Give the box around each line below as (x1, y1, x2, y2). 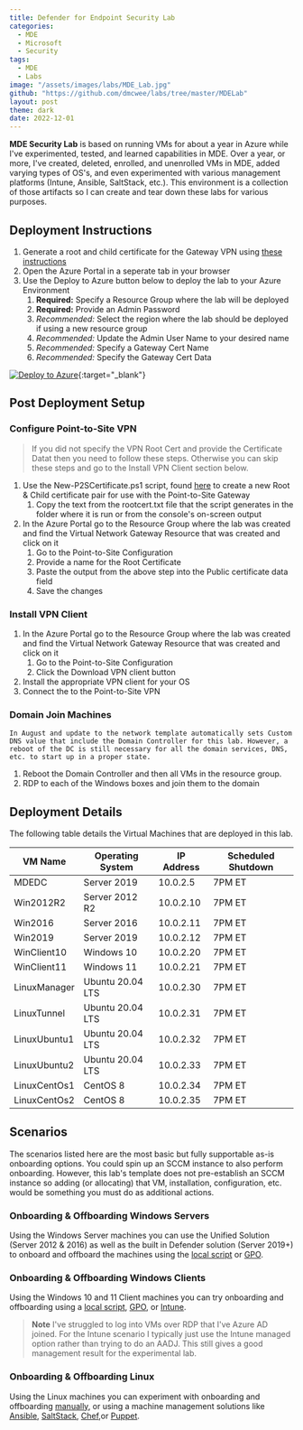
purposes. (9, 196, 48, 208)
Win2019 (14, 932, 54, 944)
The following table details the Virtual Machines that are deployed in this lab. (9, 828, 293, 840)
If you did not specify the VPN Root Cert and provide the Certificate (31, 443, 282, 454)
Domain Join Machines (9, 708, 112, 720)
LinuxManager (14, 981, 75, 994)
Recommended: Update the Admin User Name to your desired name (35, 332, 289, 343)
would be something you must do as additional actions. (9, 1186, 215, 1197)
